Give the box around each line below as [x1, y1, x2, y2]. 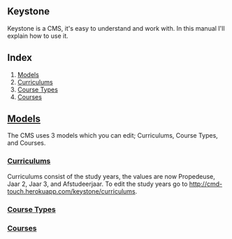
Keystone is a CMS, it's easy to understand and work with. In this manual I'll [7, 24, 225, 32]
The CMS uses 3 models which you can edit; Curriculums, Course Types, [7, 131, 218, 140]
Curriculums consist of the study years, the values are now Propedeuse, [7, 172, 215, 180]
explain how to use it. [7, 31, 68, 40]
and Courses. [7, 139, 46, 147]
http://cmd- [189, 180, 222, 188]
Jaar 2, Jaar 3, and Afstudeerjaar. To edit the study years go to [7, 180, 188, 188]
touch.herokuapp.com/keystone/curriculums [7, 187, 136, 195]
